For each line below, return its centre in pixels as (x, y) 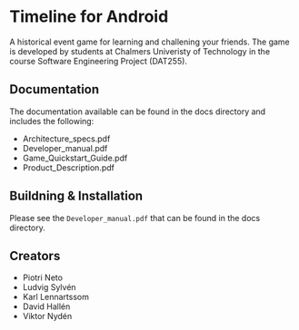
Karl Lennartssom (55, 297)
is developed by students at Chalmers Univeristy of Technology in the (140, 51)
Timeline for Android (89, 17)
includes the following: (52, 121)
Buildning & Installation (76, 196)
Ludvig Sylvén (49, 287)
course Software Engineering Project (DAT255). (99, 61)
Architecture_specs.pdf (66, 139)
